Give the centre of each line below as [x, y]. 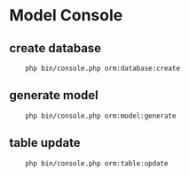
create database [55, 48]
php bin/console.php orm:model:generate [101, 116]
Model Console [66, 15]
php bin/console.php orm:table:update [97, 163]
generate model [54, 95]
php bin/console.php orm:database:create [102, 68]
